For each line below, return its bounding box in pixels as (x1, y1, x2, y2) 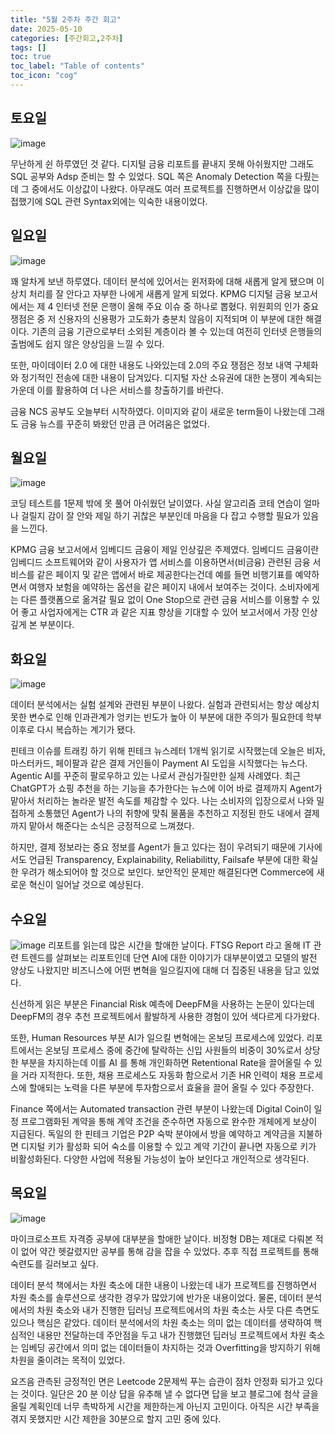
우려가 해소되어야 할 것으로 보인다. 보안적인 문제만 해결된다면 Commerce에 (20, 866, 315, 878)
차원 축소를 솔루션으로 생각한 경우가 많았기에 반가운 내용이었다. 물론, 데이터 (10, 1291, 304, 1303)
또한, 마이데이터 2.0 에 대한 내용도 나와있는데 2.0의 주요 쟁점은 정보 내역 (10, 359, 293, 371)
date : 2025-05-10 (10, 24, 83, 34)
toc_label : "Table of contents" (10, 61, 145, 71)
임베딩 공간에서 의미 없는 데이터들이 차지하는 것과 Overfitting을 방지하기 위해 (20, 1341, 321, 1353)
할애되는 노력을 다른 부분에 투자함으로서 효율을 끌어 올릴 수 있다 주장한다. (28, 1081, 315, 1093)
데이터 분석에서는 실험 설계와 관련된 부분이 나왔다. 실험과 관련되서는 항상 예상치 (10, 699, 320, 711)
